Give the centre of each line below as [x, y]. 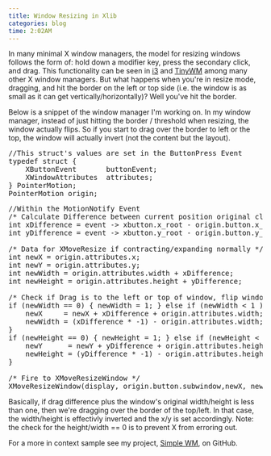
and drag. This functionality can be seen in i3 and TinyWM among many [128, 71]
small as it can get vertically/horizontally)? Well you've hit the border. [123, 97]
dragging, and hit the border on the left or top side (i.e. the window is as [128, 88]
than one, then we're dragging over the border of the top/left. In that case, [131, 410]
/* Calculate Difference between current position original [130, 217]
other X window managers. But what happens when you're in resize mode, [132, 79]
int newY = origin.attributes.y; [75, 266]
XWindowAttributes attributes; [89, 178]
